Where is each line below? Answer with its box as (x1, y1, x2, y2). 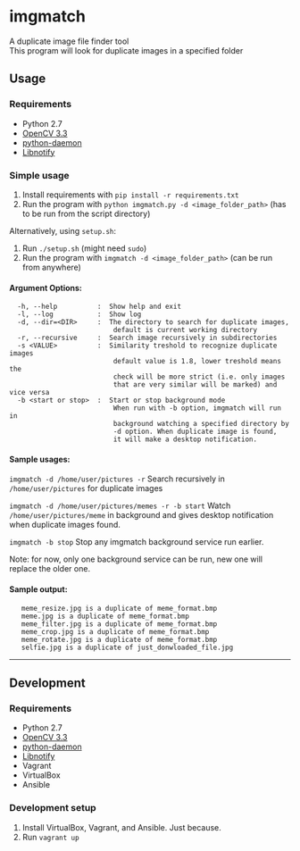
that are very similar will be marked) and (112, 380, 278, 389)
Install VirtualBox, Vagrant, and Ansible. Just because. (21, 822, 221, 832)
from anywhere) (21, 262, 82, 272)
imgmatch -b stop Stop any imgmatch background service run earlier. (9, 537, 264, 547)
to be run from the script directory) (21, 208, 151, 219)
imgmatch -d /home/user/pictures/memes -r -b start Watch (9, 500, 231, 511)
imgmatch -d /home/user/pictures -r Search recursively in (9, 473, 225, 484)
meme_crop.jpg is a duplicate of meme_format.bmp (21, 627, 210, 636)
